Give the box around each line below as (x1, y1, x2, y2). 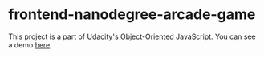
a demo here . (8, 40, 52, 49)
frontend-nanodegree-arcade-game (8, 6, 256, 24)
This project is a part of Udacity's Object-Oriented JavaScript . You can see (8, 32, 257, 41)
